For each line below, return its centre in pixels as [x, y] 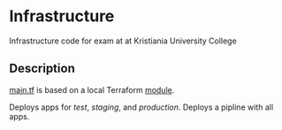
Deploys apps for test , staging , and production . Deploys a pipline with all [141, 107]
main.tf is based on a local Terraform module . [92, 89]
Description [42, 69]
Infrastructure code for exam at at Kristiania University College [123, 41]
